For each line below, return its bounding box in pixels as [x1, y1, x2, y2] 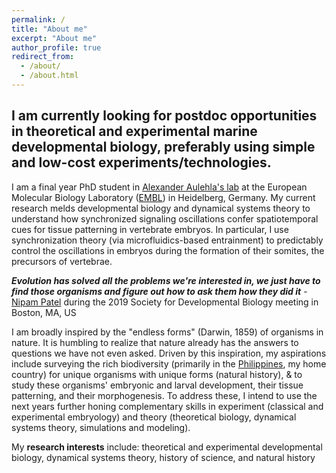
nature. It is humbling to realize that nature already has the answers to [11, 336, 299, 348]
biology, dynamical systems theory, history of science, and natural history [11, 451, 316, 463]
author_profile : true [11, 42, 102, 53]
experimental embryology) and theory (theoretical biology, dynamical [11, 411, 297, 423]
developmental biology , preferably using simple [11, 139, 316, 156]
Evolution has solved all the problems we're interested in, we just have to [11, 274, 321, 286]
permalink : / [11, 14, 66, 25]
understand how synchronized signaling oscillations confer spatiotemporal [11, 212, 319, 225]
